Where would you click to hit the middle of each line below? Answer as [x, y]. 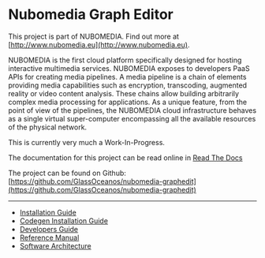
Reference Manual [49, 237]
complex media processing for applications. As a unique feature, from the [127, 102]
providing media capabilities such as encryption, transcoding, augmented [127, 85]
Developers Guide [49, 229]
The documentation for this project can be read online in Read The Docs [125, 157]
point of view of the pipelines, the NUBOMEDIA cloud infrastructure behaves [132, 110]
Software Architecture [56, 245]
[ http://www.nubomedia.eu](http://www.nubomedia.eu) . [99, 44]
